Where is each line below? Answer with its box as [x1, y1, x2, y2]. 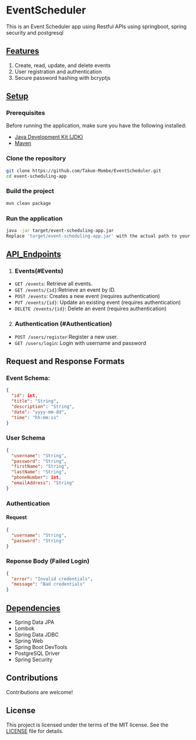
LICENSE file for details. [6, 727, 64, 734]
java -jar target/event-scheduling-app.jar [6, 227, 114, 234]
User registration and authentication [14, 68, 102, 75]
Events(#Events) [14, 267, 63, 275]
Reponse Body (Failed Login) [6, 557, 90, 565]
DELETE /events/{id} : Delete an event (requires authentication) [14, 305, 167, 312]
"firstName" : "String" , [11, 464, 69, 469]
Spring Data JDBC [14, 631, 59, 638]
